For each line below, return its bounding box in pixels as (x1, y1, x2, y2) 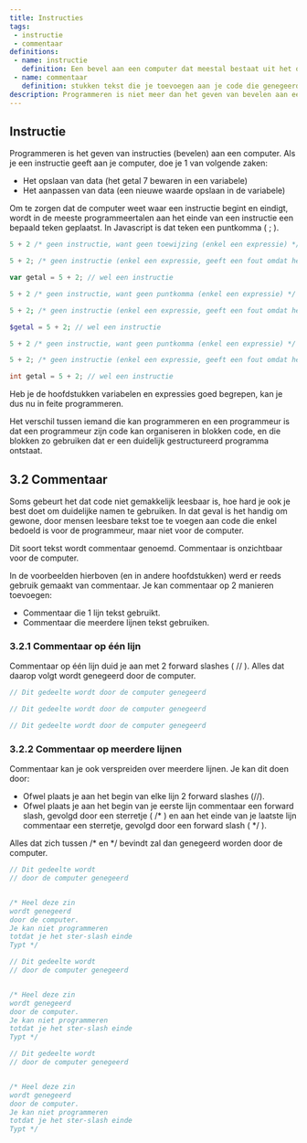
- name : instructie (13, 56, 89, 65)
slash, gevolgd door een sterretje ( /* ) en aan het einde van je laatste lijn (22, 810, 297, 821)
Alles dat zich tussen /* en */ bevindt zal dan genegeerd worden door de (9, 838, 283, 849)
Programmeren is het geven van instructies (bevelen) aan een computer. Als (9, 148, 296, 159)
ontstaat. (9, 445, 43, 456)
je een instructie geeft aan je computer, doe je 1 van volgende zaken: (9, 157, 268, 169)
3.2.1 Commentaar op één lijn (9, 639, 142, 652)
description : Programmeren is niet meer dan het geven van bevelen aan (9, 90, 288, 99)
